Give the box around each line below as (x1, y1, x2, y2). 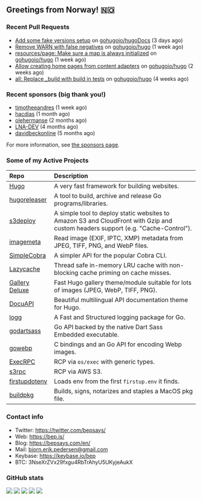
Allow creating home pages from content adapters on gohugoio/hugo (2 (14, 62, 194, 69)
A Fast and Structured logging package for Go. (54, 313, 185, 321)
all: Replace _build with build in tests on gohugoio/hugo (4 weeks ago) (14, 75, 189, 82)
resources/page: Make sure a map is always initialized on (14, 49, 158, 57)
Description (54, 172, 88, 180)
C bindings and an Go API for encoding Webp (54, 340, 182, 349)
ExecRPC (9, 358, 35, 366)
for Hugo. (54, 303, 81, 312)
